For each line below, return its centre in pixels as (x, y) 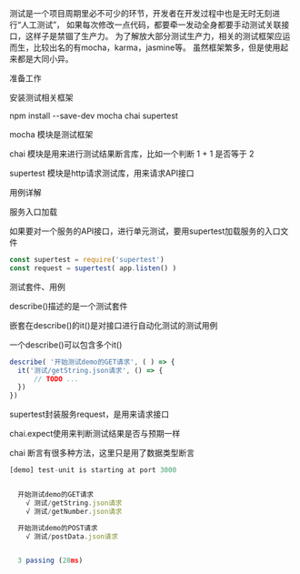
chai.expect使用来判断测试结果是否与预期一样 (95, 434)
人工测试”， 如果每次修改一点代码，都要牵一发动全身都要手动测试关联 (151, 25)
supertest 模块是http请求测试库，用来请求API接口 (102, 173)
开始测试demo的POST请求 (58, 528)
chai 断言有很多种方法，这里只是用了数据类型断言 (102, 453)
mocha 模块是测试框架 (51, 134)
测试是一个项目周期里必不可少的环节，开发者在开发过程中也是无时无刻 (141, 13)
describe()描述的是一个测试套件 (69, 306)
